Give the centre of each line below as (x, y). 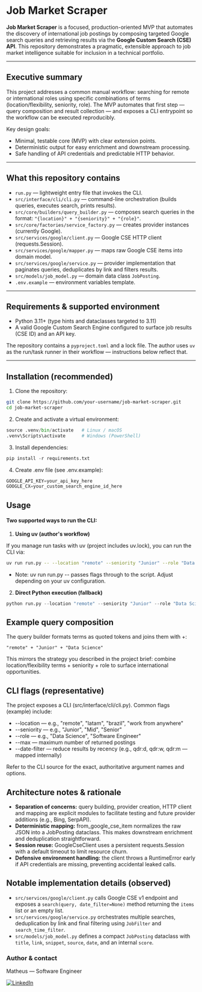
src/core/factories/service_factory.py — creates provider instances (102, 225)
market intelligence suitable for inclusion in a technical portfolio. (85, 52)
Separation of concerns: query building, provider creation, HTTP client (103, 807)
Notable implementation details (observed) (89, 883)
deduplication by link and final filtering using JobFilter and (88, 923)
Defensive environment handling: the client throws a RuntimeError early (105, 858)
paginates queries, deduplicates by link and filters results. (86, 269)
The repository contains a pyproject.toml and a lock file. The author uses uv (101, 346)
